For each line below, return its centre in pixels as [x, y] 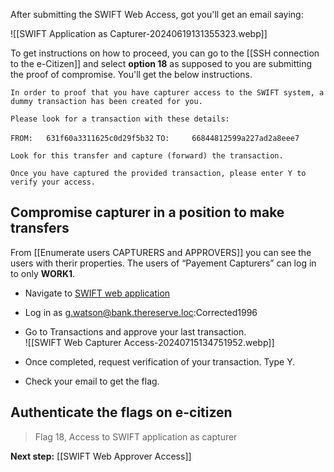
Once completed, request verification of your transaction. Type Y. [160, 361]
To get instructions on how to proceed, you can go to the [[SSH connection [165, 53]
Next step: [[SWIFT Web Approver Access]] [101, 456]
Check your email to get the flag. [92, 381]
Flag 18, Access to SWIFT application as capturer [136, 436]
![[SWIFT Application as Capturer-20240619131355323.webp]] [139, 33]
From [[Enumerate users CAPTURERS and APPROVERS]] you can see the [161, 252]
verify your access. [53, 182]
